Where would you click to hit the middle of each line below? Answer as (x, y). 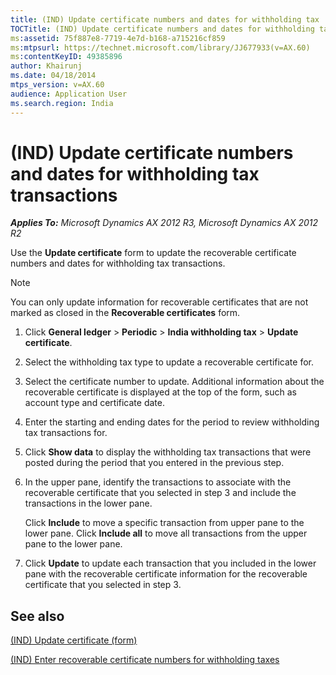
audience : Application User (69, 94)
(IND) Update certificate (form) (74, 640)
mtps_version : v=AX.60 (57, 85)
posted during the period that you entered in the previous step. (154, 463)
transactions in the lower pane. (88, 503)
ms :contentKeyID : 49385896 (66, 57)
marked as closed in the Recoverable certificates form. (125, 313)
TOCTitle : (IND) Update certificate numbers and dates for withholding (162, 29)
